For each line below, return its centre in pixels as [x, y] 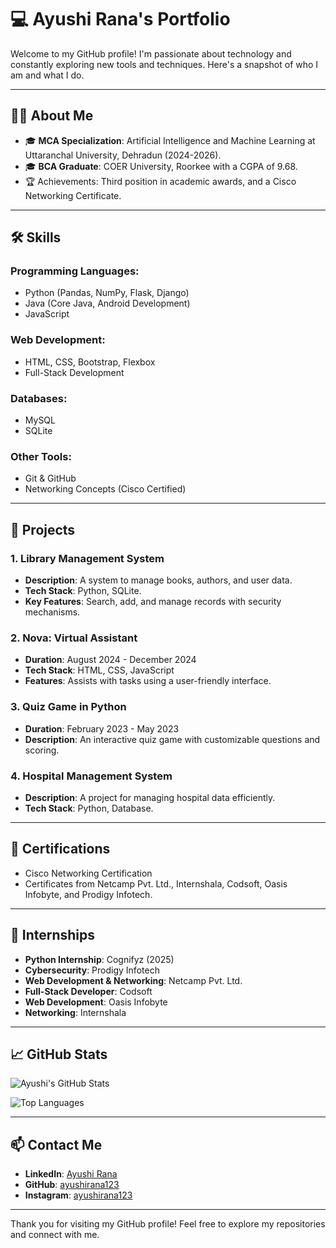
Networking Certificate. [73, 195]
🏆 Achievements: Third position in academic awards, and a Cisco [160, 181]
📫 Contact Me [56, 1144]
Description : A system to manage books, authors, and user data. [158, 580]
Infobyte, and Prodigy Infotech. [88, 894]
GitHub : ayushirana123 [72, 1185]
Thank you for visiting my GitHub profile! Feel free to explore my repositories [168, 1224]
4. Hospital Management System [91, 776]
